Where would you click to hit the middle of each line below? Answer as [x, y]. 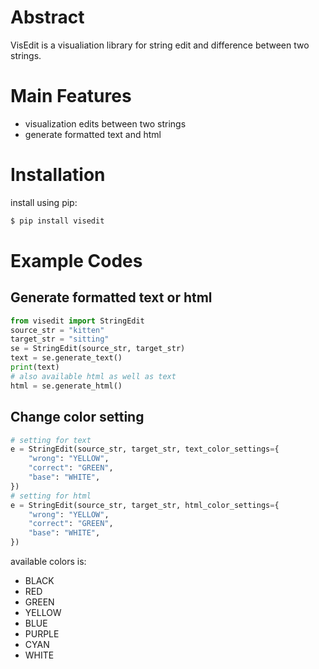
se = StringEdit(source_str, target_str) [98, 349]
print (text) [35, 367]
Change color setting [77, 417]
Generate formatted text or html [111, 297]
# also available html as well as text [93, 376]
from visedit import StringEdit [77, 321]
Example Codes [76, 260]
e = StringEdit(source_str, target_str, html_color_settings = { [145, 505]
